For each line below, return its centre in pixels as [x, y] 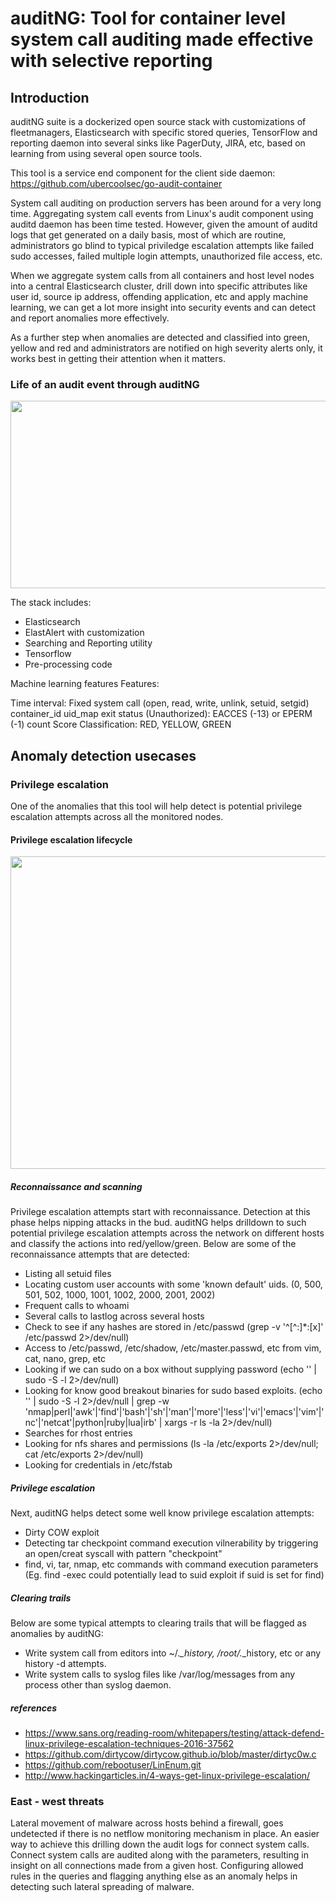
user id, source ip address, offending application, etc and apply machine [159, 296]
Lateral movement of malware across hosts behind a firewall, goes [147, 1823]
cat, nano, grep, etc [65, 1359]
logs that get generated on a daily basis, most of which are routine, [148, 235]
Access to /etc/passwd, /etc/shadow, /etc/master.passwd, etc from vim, [173, 1348]
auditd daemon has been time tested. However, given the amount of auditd [164, 224]
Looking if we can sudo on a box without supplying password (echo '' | [171, 1369]
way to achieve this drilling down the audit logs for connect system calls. [160, 1844]
